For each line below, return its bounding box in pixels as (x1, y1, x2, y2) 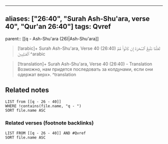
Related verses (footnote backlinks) (5, 119, 94, 126)
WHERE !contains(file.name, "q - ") (5, 103, 81, 109)
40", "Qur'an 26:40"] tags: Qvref (5, 22, 111, 31)
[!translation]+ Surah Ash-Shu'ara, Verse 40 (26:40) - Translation (17, 61, 152, 67)
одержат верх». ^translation (17, 71, 76, 77)
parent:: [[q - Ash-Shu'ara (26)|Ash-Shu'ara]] (5, 35, 99, 41)
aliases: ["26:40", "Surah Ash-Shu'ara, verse (5, 14, 150, 23)
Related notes (5, 86, 49, 95)
